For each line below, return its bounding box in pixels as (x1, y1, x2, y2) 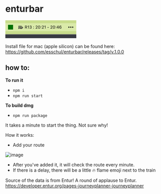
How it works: (5, 132, 35, 138)
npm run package (12, 113, 48, 118)
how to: (5, 63, 30, 72)
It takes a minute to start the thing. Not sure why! (5, 122, 108, 128)
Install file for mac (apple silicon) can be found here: (5, 43, 115, 49)
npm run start (12, 93, 43, 99)
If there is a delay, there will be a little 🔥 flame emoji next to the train (12, 167, 156, 173)
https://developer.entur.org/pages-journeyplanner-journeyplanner (5, 182, 144, 189)
